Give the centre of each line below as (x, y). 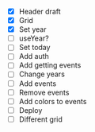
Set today (34, 48)
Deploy (30, 110)
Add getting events (50, 65)
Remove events (44, 92)
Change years (42, 74)
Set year (32, 29)
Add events (38, 83)
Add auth (34, 56)
